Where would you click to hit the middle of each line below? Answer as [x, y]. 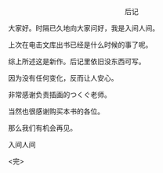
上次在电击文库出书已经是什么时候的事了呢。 [80, 45]
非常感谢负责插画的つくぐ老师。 [60, 95]
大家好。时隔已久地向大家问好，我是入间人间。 [83, 28]
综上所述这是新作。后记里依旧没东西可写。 [77, 61]
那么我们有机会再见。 [42, 128]
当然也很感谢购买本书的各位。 [56, 111]
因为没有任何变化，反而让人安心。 [63, 78]
